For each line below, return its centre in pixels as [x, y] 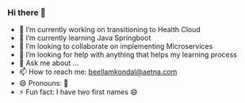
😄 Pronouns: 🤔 [44, 83]
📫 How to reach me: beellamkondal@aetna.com [98, 72]
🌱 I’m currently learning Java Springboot [85, 38]
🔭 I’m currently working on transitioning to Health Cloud [110, 30]
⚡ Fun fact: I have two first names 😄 [78, 92]
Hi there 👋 [27, 13]
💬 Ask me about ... [49, 63]
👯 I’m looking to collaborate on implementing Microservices [116, 46]
